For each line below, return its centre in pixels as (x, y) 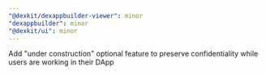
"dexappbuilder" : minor (49, 23)
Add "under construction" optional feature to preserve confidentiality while (133, 54)
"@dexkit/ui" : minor (43, 31)
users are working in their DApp (62, 62)
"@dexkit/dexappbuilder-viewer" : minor (76, 16)
